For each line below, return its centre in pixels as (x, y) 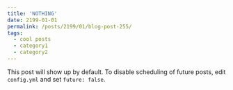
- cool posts (32, 39)
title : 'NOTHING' (32, 13)
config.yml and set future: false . (56, 79)
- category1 (31, 46)
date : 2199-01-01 (32, 20)
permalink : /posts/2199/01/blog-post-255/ (70, 26)
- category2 (31, 53)
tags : (15, 33)
